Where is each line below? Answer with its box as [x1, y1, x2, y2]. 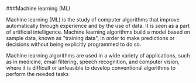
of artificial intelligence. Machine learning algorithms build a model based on [6, 28, 191, 35]
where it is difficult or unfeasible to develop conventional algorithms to [6, 64, 176, 71]
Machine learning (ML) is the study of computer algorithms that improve [6, 16, 180, 23]
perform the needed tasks [6, 71, 69, 77]
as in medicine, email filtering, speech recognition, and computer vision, [6, 58, 180, 65]
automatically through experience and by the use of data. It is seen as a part [6, 23, 190, 29]
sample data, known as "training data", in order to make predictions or [6, 35, 175, 41]
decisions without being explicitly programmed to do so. [6, 41, 142, 48]
